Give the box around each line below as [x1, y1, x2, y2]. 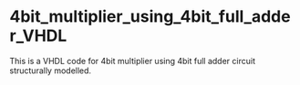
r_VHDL [9, 25, 67, 46]
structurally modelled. [9, 65, 92, 76]
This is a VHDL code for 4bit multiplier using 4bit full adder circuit [9, 55, 255, 66]
